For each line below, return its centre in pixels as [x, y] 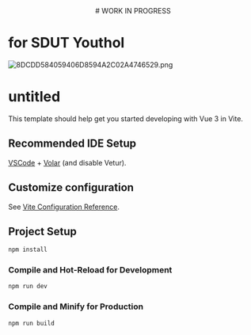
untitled [34, 97]
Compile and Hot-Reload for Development [90, 270]
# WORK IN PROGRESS [133, 11]
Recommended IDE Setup [72, 144]
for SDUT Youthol [67, 43]
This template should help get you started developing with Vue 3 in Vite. [126, 118]
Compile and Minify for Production [76, 306]
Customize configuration [71, 188]
